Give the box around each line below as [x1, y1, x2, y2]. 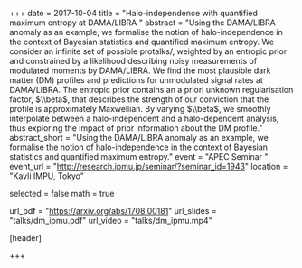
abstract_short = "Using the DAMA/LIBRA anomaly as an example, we [9, 133, 269, 143]
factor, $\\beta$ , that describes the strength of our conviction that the [9, 94, 269, 105]
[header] [9, 233, 42, 243]
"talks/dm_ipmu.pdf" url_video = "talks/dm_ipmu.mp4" [9, 216, 212, 226]
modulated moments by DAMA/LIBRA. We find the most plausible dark [9, 65, 271, 76]
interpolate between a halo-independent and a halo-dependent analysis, [9, 113, 279, 124]
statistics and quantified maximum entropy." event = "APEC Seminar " [9, 152, 269, 162]
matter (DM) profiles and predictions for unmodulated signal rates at [9, 75, 264, 85]
